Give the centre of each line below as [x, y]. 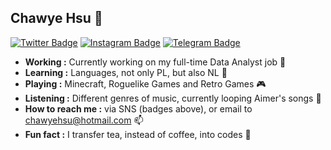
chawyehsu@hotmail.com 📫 [84, 120]
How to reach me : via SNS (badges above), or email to [138, 108]
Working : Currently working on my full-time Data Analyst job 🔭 [155, 62]
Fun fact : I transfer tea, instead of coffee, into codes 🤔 [138, 134]
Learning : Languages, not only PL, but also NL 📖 [126, 72]
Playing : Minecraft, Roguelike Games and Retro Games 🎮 [145, 83]
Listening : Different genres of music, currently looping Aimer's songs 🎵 [173, 98]
